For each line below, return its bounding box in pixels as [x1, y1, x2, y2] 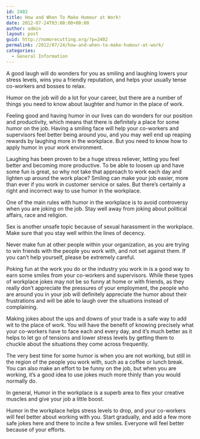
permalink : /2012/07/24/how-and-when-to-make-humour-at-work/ [6, 42, 164, 48]
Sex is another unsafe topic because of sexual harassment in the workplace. [6, 222, 194, 230]
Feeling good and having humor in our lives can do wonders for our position [6, 112, 193, 119]
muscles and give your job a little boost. [6, 395, 104, 403]
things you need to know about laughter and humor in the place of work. [6, 100, 184, 108]
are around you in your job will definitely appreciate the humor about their [6, 291, 187, 298]
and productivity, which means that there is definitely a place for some [6, 118, 180, 126]
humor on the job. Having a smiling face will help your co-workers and [6, 124, 179, 132]
